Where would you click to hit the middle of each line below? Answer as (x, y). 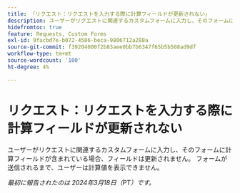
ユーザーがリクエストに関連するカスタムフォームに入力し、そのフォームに (117, 150)
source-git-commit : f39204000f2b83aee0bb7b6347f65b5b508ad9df (102, 47)
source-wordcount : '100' (44, 61)
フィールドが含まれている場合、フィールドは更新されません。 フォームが (120, 158)
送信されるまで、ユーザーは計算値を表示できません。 (85, 167)
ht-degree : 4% (29, 67)
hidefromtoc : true (35, 27)
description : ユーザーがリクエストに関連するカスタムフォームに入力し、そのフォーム (118, 21)
